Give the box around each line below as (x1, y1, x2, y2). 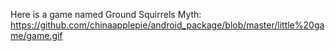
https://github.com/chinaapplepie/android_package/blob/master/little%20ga (10, 19, 325, 31)
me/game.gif (10, 30, 63, 41)
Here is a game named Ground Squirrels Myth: (10, 9, 202, 20)
